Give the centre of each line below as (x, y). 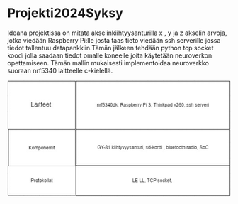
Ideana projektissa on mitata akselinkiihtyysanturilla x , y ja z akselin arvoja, (117, 33)
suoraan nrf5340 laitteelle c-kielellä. (60, 70)
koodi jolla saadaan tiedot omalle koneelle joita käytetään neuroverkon (110, 55)
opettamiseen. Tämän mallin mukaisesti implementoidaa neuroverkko (108, 63)
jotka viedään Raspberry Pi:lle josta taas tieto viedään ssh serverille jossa (114, 40)
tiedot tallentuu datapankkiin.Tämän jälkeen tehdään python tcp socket (110, 48)
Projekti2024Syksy (66, 13)
